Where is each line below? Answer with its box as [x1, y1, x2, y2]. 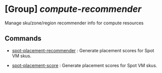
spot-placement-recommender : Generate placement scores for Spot [11, 47, 154, 53]
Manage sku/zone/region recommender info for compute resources [4, 20, 143, 26]
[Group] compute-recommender [4, 3, 142, 15]
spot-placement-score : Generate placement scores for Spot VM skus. [11, 62, 157, 68]
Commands [4, 34, 42, 43]
